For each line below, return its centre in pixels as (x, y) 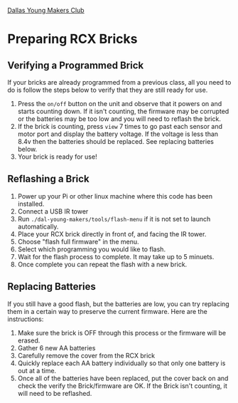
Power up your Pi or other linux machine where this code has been (115, 196)
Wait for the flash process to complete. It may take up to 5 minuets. (116, 256)
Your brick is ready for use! (57, 157)
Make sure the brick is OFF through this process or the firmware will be (121, 333)
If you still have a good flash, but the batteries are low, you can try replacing (118, 304)
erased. (29, 340)
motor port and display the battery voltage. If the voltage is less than (118, 134)
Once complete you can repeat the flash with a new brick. (102, 264)
